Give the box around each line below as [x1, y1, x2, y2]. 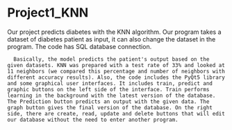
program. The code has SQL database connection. [7, 42, 152, 50]
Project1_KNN [7, 5, 89, 21]
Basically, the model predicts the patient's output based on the [13, 55, 210, 63]
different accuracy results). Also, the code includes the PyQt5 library [7, 74, 226, 81]
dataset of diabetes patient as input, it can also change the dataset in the [7, 35, 216, 43]
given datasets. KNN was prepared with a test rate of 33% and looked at [7, 62, 226, 68]
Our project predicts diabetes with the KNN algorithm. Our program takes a [7, 28, 222, 36]
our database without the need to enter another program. [7, 116, 179, 123]
